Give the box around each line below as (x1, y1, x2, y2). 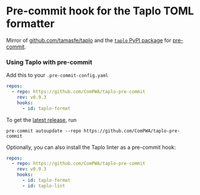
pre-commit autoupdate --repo (6, 127, 82, 134)
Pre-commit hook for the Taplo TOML (6, 4, 194, 18)
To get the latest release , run (6, 116, 77, 123)
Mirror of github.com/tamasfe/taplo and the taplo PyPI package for (6, 36, 172, 44)
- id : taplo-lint (21, 182, 66, 189)
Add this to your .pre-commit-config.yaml (6, 72, 109, 79)
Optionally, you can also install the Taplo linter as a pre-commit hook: (6, 144, 176, 151)
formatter (6, 17, 55, 31)
